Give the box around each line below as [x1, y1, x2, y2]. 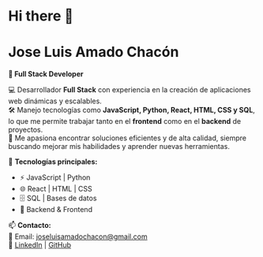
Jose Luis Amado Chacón [8, 43, 179, 61]
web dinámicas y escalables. [8, 96, 103, 106]
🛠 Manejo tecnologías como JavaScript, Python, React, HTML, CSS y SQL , [8, 106, 255, 115]
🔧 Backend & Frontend [19, 205, 93, 214]
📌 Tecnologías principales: [8, 157, 98, 166]
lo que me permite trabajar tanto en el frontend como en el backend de [8, 117, 242, 126]
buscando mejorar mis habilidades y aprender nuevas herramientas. [8, 142, 231, 151]
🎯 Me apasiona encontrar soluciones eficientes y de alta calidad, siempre [8, 133, 247, 143]
